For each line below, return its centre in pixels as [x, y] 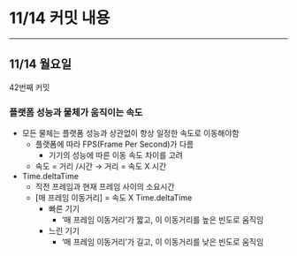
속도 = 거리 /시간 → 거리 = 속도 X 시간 [101, 166]
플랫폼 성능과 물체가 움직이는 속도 [76, 112]
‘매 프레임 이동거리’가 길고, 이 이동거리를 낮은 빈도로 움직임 [163, 242]
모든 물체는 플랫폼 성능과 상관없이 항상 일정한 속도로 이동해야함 [130, 133]
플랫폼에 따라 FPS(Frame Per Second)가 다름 [114, 144]
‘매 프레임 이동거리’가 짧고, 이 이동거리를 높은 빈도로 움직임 [163, 220]
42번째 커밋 [30, 87]
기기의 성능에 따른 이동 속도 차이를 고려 [115, 155]
